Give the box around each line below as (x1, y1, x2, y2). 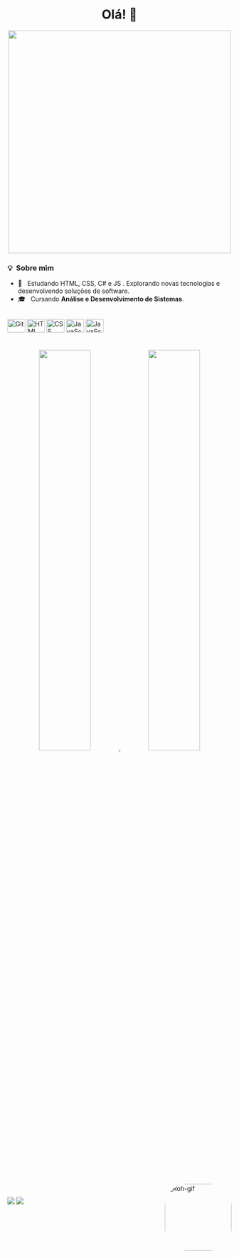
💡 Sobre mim (7, 263, 55, 273)
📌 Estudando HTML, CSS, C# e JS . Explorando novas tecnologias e (17, 279, 221, 288)
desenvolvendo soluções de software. (17, 287, 130, 295)
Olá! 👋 (102, 6, 137, 23)
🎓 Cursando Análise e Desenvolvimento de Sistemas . (17, 295, 184, 304)
